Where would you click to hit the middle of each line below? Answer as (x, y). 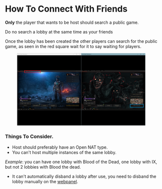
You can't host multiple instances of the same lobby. (64, 152)
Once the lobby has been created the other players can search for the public (81, 41)
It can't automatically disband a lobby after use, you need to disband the (84, 176)
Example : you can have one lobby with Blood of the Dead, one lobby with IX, (81, 162)
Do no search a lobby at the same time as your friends (59, 32)
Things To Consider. (29, 137)
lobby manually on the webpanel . (45, 181)
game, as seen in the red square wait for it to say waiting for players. (73, 46)
